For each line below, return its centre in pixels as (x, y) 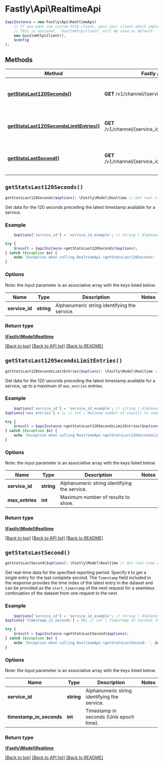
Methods (19, 60)
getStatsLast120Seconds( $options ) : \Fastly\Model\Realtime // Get (73, 198)
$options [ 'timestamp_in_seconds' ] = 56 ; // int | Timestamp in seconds (79, 620)
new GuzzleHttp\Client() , (40, 36)
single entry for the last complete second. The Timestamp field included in (78, 578)
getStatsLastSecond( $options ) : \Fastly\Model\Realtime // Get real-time (80, 563)
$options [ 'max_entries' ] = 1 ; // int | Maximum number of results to (77, 413)
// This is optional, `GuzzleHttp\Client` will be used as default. (84, 31)
